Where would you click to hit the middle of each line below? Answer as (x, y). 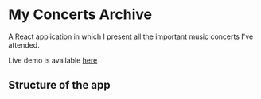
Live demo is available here (53, 60)
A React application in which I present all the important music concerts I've (131, 36)
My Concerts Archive (80, 15)
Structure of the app (59, 85)
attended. (24, 44)
